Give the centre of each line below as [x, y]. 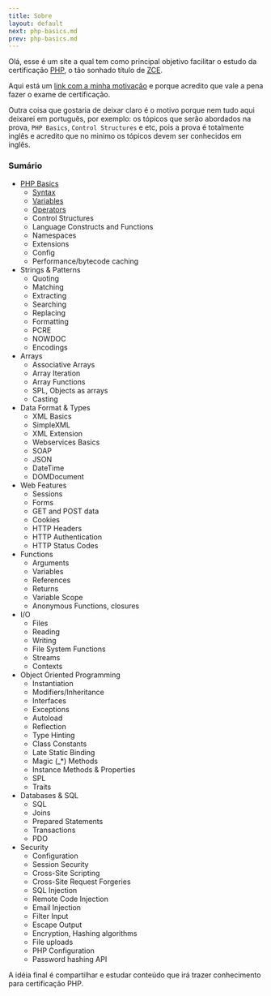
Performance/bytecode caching [85, 261]
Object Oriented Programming [70, 675]
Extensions [51, 243]
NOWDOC [49, 338]
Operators [49, 209]
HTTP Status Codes [65, 545]
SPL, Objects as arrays [70, 390]
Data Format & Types [55, 407]
